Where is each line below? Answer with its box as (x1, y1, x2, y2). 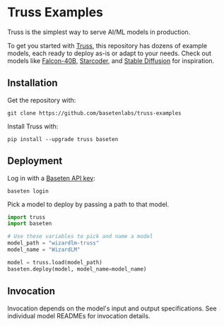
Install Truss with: (7, 122, 59, 130)
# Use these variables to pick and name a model (7, 233, 153, 240)
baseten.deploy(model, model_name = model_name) (7, 265, 147, 273)
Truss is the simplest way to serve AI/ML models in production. (7, 28, 191, 36)
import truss (7, 213, 46, 220)
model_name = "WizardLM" (7, 246, 81, 254)
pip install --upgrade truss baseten (7, 135, 119, 142)
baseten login (7, 187, 49, 195)
